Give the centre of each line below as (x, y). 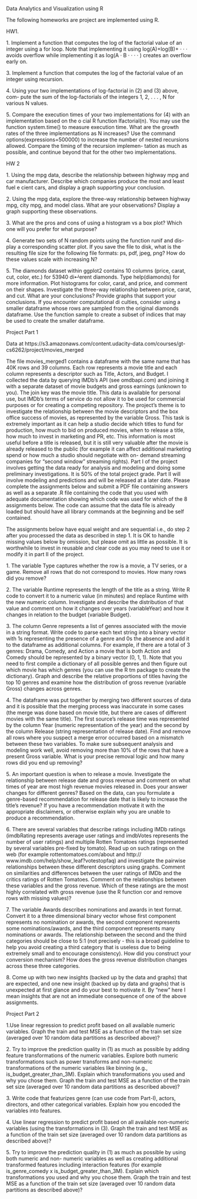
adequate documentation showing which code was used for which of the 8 (97, 499)
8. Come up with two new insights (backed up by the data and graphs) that (97, 977)
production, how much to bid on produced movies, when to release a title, (96, 430)
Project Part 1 (22, 332)
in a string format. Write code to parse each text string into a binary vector (96, 632)
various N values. (27, 103)
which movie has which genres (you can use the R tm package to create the (98, 670)
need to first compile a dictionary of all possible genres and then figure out (96, 663)
